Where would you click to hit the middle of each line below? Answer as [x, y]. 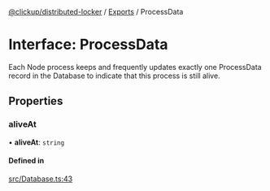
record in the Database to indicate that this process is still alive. [115, 76]
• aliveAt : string [37, 142]
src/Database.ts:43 [41, 179]
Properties [36, 101]
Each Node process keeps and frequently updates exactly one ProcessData [135, 67]
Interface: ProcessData [88, 45]
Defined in [26, 161]
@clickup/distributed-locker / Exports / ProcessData [96, 12]
